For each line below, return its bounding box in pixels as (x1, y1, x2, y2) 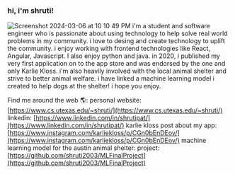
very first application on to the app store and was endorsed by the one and (7, 59, 226, 68)
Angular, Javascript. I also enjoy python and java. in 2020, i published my (7, 52, 221, 60)
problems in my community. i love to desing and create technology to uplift (7, 37, 225, 45)
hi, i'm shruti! (7, 6, 55, 16)
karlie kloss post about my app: (125, 121, 217, 129)
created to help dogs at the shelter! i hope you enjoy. (7, 82, 161, 91)
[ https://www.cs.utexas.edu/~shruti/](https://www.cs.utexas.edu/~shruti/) (7, 106, 223, 115)
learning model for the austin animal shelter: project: (7, 144, 160, 152)
